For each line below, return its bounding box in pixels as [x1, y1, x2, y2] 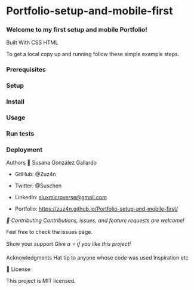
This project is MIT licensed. [6, 277, 76, 285]
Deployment [6, 146, 43, 154]
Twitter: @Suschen [14, 182, 62, 189]
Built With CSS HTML [6, 39, 58, 46]
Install [6, 97, 25, 106]
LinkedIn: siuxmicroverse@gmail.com [14, 194, 107, 201]
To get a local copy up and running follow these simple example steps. [6, 51, 180, 58]
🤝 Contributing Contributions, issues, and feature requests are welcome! [6, 217, 185, 224]
